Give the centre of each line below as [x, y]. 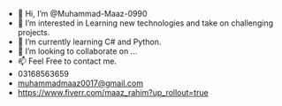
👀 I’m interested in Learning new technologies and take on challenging [145, 23]
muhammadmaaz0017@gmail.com [80, 83]
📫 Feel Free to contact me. [67, 61]
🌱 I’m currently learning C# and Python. [89, 42]
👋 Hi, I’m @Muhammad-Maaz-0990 [82, 14]
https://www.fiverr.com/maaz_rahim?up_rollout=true [113, 92]
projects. [34, 32]
